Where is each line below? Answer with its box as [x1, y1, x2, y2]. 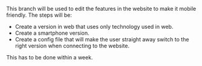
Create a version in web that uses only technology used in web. [15, 23, 174, 30]
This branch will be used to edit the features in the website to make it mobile [6, 5, 197, 12]
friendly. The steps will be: [6, 11, 73, 19]
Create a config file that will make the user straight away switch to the [15, 36, 189, 43]
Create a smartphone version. [15, 29, 90, 37]
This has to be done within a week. [6, 54, 93, 61]
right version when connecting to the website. [15, 42, 130, 49]
